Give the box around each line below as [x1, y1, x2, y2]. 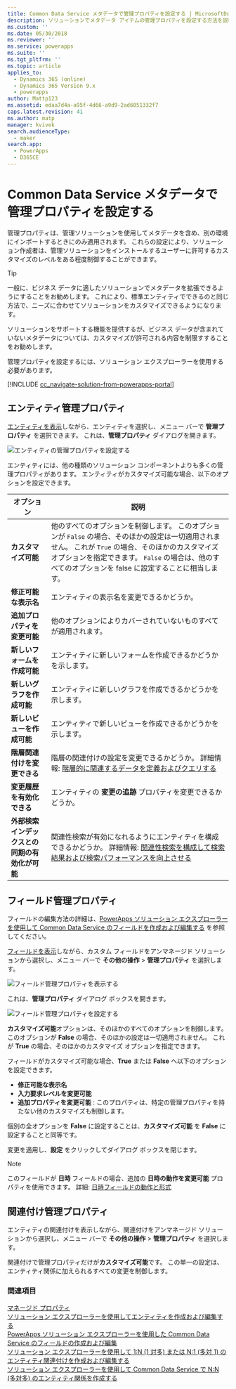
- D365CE [13, 154, 39, 162]
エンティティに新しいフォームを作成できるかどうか [51, 650, 219, 660]
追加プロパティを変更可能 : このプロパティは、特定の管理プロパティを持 [17, 1098, 225, 1107]
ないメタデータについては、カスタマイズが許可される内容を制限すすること [13, 333, 228, 341]
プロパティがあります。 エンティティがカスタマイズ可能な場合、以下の [13, 469, 216, 478]
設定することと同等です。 [7, 1130, 81, 1139]
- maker [13, 134, 37, 141]
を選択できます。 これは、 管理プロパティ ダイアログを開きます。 [33, 431, 220, 439]
